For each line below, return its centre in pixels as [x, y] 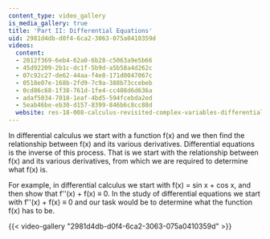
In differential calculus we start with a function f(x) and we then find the [127, 136]
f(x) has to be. [31, 211]
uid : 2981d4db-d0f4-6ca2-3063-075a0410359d [82, 38]
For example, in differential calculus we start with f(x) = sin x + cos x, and [130, 185]
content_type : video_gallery [57, 16]
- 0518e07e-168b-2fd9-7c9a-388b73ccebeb [84, 83]
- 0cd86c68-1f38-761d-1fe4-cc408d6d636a [84, 90]
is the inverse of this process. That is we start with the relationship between [133, 152]
